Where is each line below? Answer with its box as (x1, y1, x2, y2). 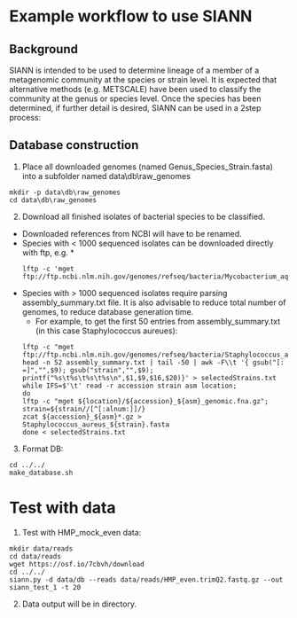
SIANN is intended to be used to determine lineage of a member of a (9, 65, 260, 75)
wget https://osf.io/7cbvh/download (9, 559, 145, 568)
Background (9, 42, 78, 57)
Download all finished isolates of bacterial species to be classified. (21, 211, 266, 222)
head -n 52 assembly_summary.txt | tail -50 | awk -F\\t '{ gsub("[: (21, 357, 285, 367)
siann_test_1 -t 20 (9, 583, 82, 591)
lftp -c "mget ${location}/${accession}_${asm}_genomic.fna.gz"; (21, 396, 269, 405)
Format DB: (21, 443, 64, 454)
